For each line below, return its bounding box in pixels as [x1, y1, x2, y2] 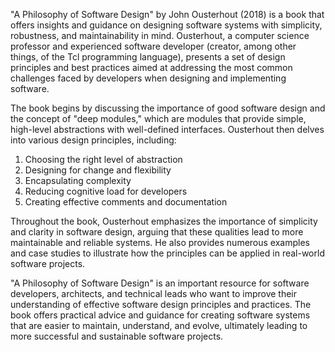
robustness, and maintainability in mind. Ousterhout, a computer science [10, 30, 310, 41]
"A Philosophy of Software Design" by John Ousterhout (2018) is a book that [10, 9, 325, 20]
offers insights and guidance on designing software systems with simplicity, [10, 19, 323, 31]
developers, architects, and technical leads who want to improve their [10, 288, 298, 299]
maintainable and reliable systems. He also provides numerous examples [10, 237, 310, 248]
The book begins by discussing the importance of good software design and [10, 102, 326, 114]
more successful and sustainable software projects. [10, 330, 224, 342]
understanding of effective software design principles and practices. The [10, 299, 312, 310]
